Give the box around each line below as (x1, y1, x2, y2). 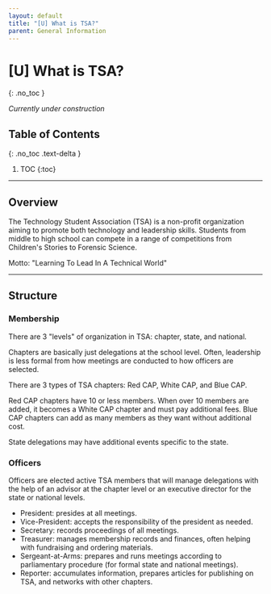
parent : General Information (8, 27, 106, 35)
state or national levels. (8, 492, 85, 502)
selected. (8, 364, 40, 374)
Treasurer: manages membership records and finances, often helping (19, 533, 252, 543)
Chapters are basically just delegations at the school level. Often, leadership (8, 347, 261, 357)
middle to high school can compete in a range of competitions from (8, 233, 232, 243)
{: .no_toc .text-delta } (8, 148, 81, 158)
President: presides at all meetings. (19, 508, 137, 517)
